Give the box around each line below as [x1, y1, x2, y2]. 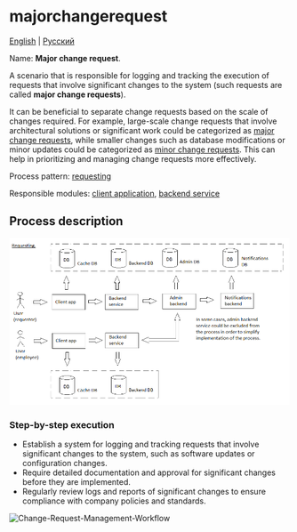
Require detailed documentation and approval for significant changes [21, 467, 276, 478]
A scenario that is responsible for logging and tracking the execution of [9, 69, 269, 81]
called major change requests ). [9, 89, 126, 100]
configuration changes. [21, 458, 108, 469]
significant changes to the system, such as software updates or [21, 448, 255, 459]
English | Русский [9, 36, 75, 46]
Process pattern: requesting [9, 171, 112, 181]
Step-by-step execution [9, 418, 115, 431]
